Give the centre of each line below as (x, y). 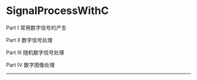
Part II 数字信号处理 (29, 40)
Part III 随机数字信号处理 (35, 52)
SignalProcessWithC (57, 11)
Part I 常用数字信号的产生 (36, 27)
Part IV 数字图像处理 (30, 65)
